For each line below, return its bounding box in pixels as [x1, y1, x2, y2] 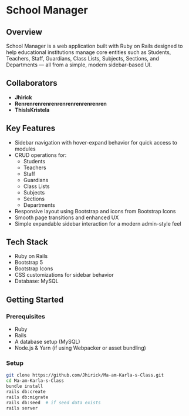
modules [14, 145, 36, 152]
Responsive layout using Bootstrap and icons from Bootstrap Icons [14, 207, 176, 214]
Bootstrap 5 [14, 259, 43, 266]
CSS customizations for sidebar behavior [14, 271, 114, 279]
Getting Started [6, 294, 64, 304]
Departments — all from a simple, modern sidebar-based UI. [6, 61, 152, 68]
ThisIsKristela [14, 106, 50, 113]
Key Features [6, 123, 56, 133]
